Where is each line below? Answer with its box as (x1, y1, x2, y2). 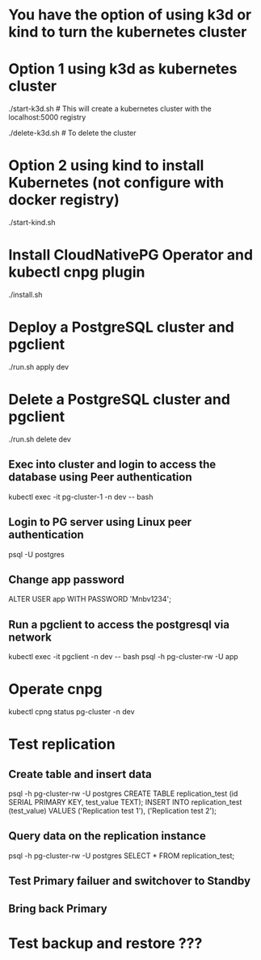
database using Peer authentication (8, 471, 192, 484)
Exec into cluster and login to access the (8, 458, 217, 472)
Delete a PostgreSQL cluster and (8, 391, 230, 409)
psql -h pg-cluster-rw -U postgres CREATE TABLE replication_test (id (8, 789, 238, 798)
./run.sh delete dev (8, 434, 71, 444)
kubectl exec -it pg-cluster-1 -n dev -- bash (8, 492, 154, 501)
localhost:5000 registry (8, 112, 86, 122)
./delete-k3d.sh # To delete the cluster (8, 128, 137, 138)
